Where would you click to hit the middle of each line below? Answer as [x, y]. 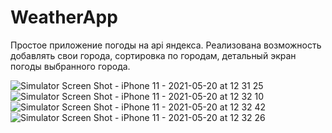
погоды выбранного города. [70, 66]
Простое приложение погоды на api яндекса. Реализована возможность [166, 45]
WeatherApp [64, 17]
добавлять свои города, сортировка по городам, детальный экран [153, 55]
